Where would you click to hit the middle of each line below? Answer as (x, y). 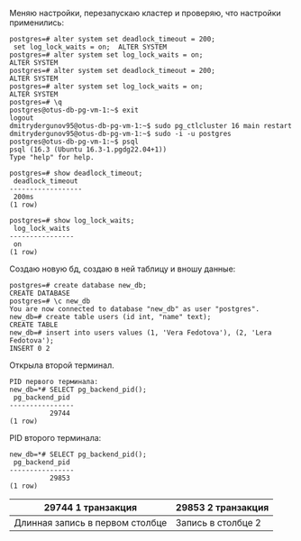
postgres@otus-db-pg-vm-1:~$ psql (74, 142)
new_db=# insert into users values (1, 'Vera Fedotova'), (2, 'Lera (141, 333)
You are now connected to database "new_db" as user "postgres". (134, 309)
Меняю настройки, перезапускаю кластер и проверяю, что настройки (145, 13)
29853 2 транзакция (222, 507)
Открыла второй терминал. (62, 365)
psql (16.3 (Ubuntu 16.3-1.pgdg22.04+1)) (88, 150)
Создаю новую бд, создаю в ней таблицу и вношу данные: (123, 269)
